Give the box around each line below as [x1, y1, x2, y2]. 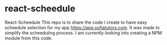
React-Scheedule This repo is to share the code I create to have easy [4, 19, 147, 25]
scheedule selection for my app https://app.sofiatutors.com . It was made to [4, 24, 160, 30]
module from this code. [4, 35, 53, 41]
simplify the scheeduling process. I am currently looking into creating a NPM [4, 30, 162, 36]
